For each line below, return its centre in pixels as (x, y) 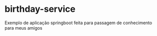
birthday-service (40, 9)
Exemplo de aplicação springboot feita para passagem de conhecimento (78, 23)
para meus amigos (23, 28)
